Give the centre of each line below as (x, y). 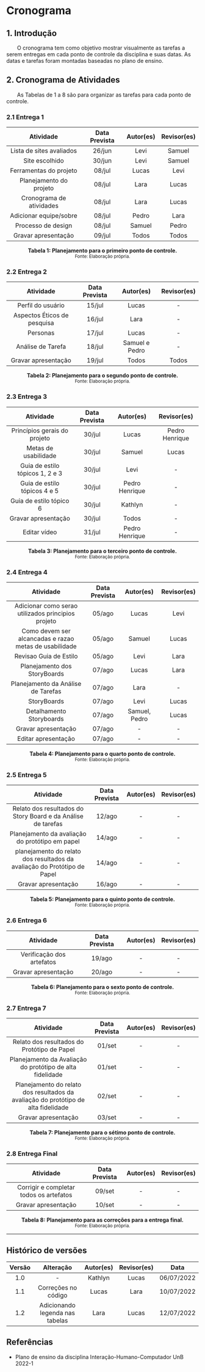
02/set (107, 1096)
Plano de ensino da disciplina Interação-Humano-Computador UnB (99, 1357)
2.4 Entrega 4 (27, 572)
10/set (105, 1205)
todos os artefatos (46, 1195)
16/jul (95, 319)
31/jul (92, 532)
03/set (107, 1117)
